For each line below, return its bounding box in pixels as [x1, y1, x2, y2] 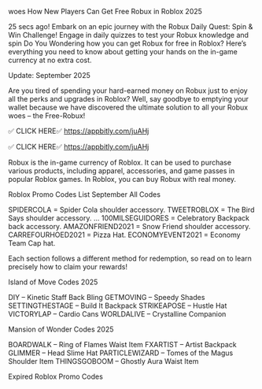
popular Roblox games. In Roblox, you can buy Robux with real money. [8, 175, 237, 183]
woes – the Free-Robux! [8, 111, 86, 120]
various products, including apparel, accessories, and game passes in [8, 166, 235, 176]
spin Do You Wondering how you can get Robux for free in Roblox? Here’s [8, 39, 247, 48]
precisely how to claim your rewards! [8, 262, 128, 271]
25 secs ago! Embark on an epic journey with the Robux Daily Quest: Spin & [8, 22, 253, 31]
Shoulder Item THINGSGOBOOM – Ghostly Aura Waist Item [8, 357, 199, 365]
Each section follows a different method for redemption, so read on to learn [8, 254, 252, 263]
